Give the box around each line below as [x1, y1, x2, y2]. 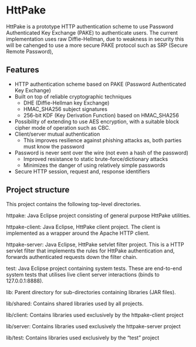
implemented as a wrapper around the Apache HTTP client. [6, 230, 150, 237]
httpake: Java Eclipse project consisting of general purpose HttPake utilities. [6, 212, 191, 219]
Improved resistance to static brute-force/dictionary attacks [23, 155, 168, 162]
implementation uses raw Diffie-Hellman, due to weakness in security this [6, 35, 184, 42]
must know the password [23, 143, 85, 150]
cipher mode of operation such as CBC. [14, 124, 110, 131]
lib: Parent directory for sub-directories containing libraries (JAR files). [6, 288, 176, 295]
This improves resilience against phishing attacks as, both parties [23, 136, 182, 144]
